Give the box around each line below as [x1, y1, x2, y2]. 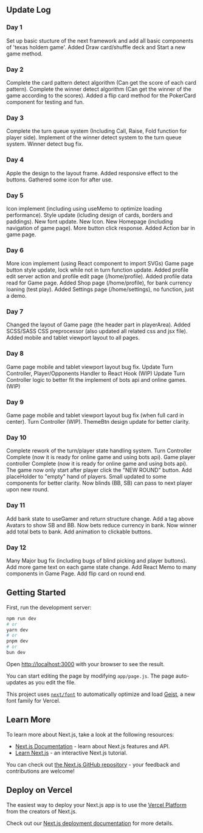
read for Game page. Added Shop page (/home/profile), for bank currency [6, 279, 192, 287]
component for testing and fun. [6, 98, 84, 105]
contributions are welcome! [6, 767, 75, 775]
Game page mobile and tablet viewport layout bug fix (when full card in [6, 412, 184, 419]
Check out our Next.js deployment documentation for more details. [6, 819, 174, 827]
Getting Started [6, 588, 66, 598]
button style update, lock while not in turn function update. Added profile [6, 266, 189, 273]
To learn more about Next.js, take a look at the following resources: [6, 731, 174, 738]
